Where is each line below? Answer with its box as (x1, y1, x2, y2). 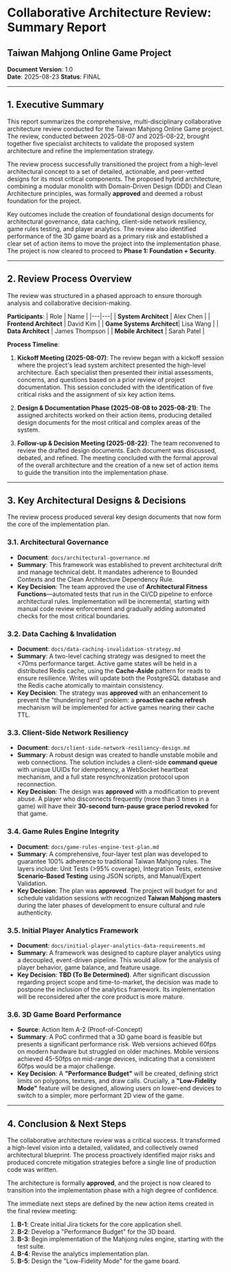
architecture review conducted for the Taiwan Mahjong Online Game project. (7, 124, 224, 132)
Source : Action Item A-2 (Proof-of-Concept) (16, 1026, 143, 1034)
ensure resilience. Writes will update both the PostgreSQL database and (16, 674, 221, 682)
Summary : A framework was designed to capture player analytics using (16, 948, 221, 957)
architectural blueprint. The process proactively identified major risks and (7, 1151, 215, 1160)
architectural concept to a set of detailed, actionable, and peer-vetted (7, 167, 204, 175)
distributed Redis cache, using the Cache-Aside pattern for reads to (16, 667, 211, 675)
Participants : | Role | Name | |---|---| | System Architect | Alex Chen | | (7, 312, 211, 320)
